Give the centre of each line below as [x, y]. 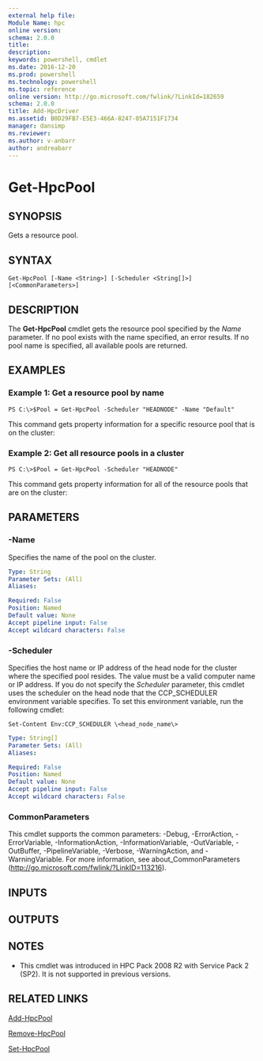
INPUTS [28, 893]
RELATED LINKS [48, 999]
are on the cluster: [38, 492]
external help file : [42, 15]
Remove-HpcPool [37, 1033]
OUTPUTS [34, 920]
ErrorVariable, [31, 842]
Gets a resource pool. [43, 235]
